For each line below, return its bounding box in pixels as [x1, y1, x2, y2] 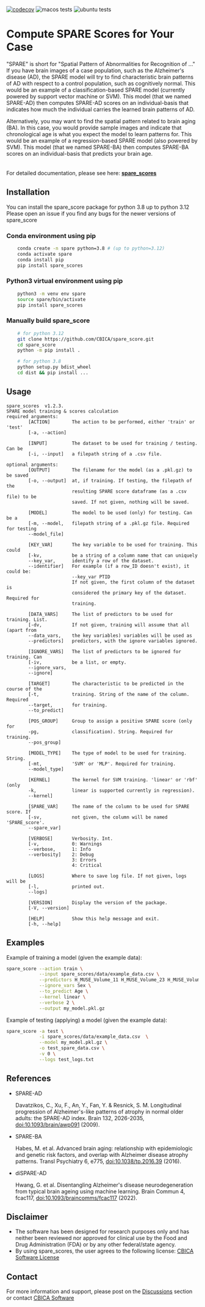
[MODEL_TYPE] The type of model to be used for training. [28, 750, 187, 756]
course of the [6, 686, 43, 692]
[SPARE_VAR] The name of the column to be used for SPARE [28, 803, 190, 809]
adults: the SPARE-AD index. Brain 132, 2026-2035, [15, 1114, 145, 1121]
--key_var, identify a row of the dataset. [28, 557, 154, 564]
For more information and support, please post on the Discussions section [6, 1288, 193, 1295]
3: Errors [71, 856, 97, 863]
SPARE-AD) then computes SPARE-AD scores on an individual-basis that [6, 99, 189, 106]
